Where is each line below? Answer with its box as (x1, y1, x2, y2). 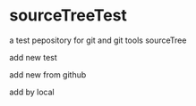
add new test (9, 52, 58, 62)
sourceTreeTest (9, 5, 128, 26)
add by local (9, 86, 55, 97)
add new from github (9, 69, 87, 80)
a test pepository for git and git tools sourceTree (9, 35, 187, 45)
